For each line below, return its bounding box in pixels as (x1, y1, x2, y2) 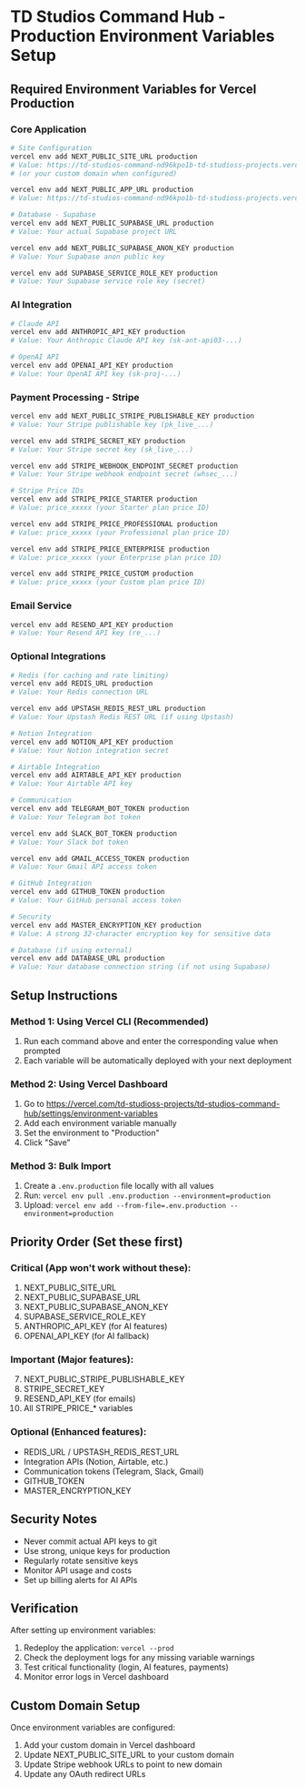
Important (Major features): (10, 1354, 134, 1366)
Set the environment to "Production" (23, 1127, 160, 1139)
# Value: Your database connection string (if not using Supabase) (10, 962, 271, 971)
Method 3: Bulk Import (10, 1160, 112, 1173)
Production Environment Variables (10, 25, 275, 46)
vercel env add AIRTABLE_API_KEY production (10, 771, 182, 780)
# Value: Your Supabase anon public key (10, 252, 166, 261)
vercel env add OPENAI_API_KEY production (10, 361, 173, 371)
